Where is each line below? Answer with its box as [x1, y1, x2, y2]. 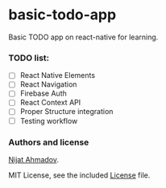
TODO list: [8, 52, 50, 63]
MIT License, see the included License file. [8, 170, 151, 180]
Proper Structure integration [19, 107, 114, 116]
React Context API [19, 98, 81, 108]
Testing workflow [19, 116, 78, 125]
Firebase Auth [19, 88, 67, 98]
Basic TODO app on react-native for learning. [8, 32, 159, 42]
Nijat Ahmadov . [8, 154, 59, 164]
